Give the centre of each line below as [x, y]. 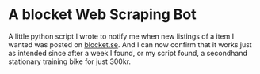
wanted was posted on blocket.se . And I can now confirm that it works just [130, 44]
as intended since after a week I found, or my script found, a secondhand [128, 53]
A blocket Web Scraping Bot [102, 15]
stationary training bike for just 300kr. [70, 61]
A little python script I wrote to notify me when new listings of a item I [121, 36]
